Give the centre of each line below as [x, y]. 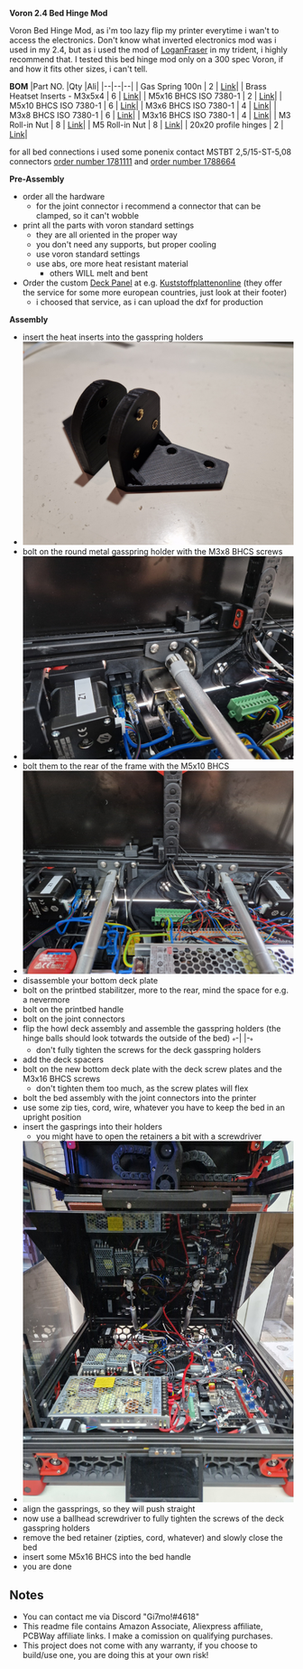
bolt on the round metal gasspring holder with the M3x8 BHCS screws [152, 552]
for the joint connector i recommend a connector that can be [148, 206]
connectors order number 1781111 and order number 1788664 [123, 161]
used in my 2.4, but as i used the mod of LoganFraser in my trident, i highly [149, 50]
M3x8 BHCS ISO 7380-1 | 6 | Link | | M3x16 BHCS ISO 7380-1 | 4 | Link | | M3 [150, 115]
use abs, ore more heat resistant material [112, 264]
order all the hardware [64, 196]
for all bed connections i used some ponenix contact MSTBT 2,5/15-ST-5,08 [150, 152]
